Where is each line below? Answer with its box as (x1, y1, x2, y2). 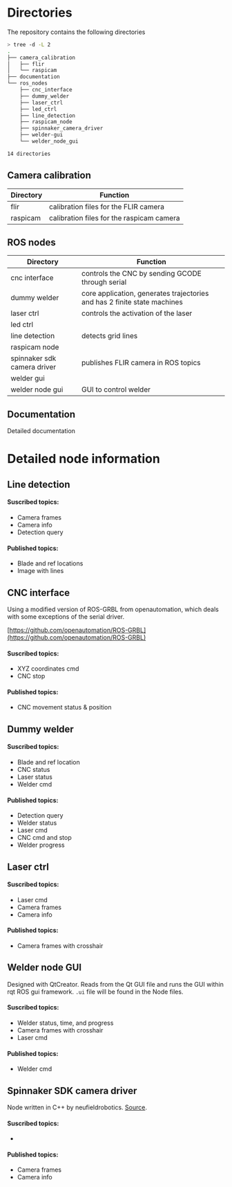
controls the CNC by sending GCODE (81, 269, 202, 279)
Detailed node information (7, 451, 160, 467)
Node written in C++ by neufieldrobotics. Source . (7, 1103, 147, 1111)
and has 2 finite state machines (81, 297, 183, 307)
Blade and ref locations (17, 559, 84, 568)
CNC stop (17, 672, 46, 680)
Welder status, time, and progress (17, 1019, 114, 1027)
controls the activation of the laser (81, 308, 193, 318)
